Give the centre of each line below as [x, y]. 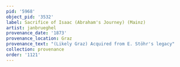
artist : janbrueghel [31, 28]
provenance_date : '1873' [36, 33]
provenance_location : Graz [39, 38]
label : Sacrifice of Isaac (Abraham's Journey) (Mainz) [76, 22]
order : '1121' [24, 55]
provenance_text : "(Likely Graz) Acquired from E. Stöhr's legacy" [91, 44]
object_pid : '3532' [30, 17]
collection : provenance [35, 50]
